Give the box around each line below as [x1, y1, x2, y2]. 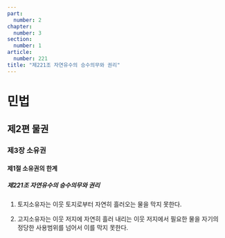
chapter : [7, 23, 33, 30]
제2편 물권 [7, 123, 49, 135]
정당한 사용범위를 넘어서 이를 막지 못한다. [17, 223, 129, 232]
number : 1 [13, 42, 42, 49]
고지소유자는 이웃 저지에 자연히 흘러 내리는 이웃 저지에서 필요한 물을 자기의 [17, 214, 219, 223]
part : [7, 10, 23, 17]
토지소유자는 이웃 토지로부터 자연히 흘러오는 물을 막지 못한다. [17, 200, 182, 208]
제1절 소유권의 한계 [7, 164, 57, 172]
